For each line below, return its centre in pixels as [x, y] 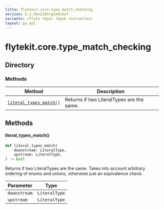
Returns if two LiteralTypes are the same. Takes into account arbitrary [75, 169]
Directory [20, 65]
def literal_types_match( [31, 146]
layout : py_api [20, 23]
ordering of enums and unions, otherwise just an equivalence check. [74, 174]
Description [111, 91]
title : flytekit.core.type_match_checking [49, 9]
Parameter [20, 186]
